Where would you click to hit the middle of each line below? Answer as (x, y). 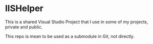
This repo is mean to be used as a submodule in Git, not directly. (70, 36)
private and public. (24, 27)
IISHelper (24, 8)
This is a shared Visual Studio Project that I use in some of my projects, (76, 22)
